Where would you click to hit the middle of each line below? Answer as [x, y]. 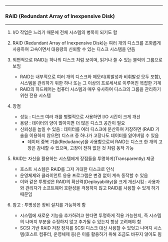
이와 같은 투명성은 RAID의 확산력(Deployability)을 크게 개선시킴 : [83, 182]
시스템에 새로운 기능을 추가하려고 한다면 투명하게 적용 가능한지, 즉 [84, 215]
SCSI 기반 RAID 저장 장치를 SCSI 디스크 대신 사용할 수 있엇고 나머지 [86, 228]
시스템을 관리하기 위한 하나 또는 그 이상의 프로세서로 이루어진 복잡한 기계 [90, 83]
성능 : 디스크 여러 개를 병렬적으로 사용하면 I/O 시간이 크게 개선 [80, 117]
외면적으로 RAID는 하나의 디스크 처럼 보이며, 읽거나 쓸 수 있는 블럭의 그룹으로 [87, 60]
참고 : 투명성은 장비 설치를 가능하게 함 [49, 205]
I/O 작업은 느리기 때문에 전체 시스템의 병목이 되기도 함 [65, 32]
